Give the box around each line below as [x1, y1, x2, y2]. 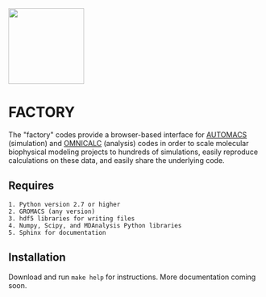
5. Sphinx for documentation [8, 228, 106, 236]
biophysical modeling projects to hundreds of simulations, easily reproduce [8, 147, 259, 157]
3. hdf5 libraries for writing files [8, 214, 135, 223]
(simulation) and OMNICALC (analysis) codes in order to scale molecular [8, 138, 249, 148]
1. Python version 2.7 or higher [8, 200, 121, 208]
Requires [8, 179, 55, 193]
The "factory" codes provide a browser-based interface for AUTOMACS [8, 129, 247, 140]
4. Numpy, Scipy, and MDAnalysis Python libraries [8, 221, 182, 229]
